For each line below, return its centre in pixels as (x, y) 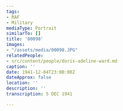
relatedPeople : (25, 56)
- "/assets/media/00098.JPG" (42, 50)
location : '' (22, 83)
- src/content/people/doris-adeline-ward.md (62, 61)
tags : (13, 12)
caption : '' (21, 66)
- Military (20, 22)
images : (16, 45)
